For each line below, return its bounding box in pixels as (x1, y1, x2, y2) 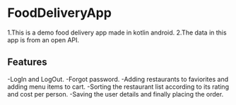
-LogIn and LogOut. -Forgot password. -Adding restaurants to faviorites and (7, 75, 228, 83)
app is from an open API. (7, 35, 80, 44)
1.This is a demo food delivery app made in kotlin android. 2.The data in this (7, 28, 228, 37)
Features (7, 56, 47, 68)
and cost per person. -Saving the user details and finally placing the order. (7, 89, 224, 98)
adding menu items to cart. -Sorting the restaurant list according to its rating (7, 82, 230, 91)
